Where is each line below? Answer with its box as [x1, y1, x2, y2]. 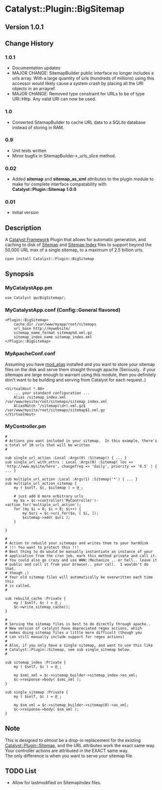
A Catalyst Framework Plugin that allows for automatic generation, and [5, 237, 146, 243]
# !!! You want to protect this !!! [5, 545, 79, 550]
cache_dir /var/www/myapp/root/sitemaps [14, 322, 97, 327]
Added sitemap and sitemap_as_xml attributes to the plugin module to [12, 176, 154, 182]
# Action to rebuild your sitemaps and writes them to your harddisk [5, 541, 149, 545]
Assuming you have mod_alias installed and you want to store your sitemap [5, 361, 155, 367]
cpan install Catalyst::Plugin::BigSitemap [5, 257, 95, 262]
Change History [5, 39, 54, 47]
